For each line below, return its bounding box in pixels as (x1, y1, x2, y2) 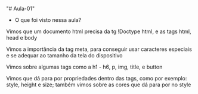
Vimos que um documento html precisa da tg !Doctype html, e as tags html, (6, 28, 191, 35)
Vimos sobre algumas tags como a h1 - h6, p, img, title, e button (6, 63, 163, 70)
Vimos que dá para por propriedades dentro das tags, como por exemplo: (6, 75, 187, 82)
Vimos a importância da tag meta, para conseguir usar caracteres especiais (6, 46, 192, 53)
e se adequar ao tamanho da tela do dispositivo (6, 52, 123, 59)
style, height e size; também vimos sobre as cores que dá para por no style (6, 81, 191, 88)
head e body (6, 34, 38, 41)
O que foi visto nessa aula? (14, 17, 82, 23)
